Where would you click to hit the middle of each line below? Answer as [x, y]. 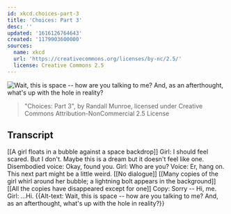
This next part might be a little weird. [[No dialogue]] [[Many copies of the [113, 174]
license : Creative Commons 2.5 [59, 65]
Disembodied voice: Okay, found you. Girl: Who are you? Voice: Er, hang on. [116, 167]
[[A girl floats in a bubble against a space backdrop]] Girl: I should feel [108, 152]
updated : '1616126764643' [45, 33]
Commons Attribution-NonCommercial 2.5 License [97, 113]
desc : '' [20, 26]
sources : [20, 46]
